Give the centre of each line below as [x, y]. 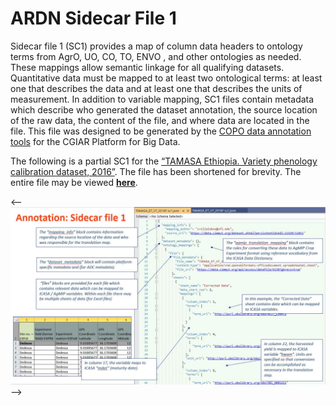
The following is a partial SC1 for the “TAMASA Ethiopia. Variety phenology [164, 161]
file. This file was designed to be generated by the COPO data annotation [161, 131]
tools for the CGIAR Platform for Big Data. [95, 141]
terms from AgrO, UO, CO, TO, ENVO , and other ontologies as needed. [156, 56]
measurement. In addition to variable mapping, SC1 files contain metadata [162, 99]
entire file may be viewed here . [74, 182]
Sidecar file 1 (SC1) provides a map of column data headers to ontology [156, 46]
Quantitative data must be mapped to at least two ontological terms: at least [166, 78]
